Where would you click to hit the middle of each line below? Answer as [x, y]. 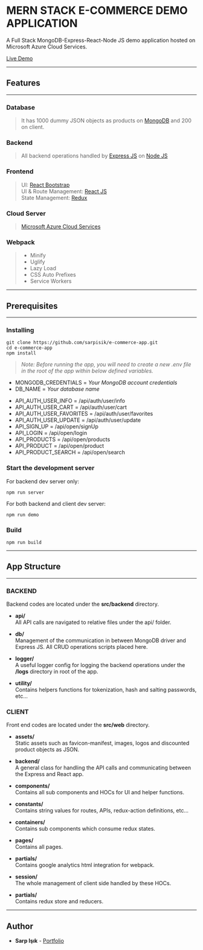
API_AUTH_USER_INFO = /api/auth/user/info [70, 401]
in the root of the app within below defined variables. [87, 371]
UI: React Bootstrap [45, 185]
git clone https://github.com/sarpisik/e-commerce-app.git [82, 343]
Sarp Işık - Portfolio [40, 941]
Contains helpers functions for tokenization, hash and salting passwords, [106, 690]
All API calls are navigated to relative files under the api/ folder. [93, 622]
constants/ [29, 804]
